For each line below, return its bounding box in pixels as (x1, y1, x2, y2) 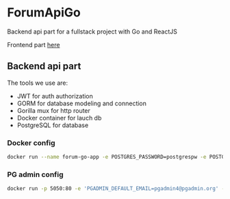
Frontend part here (7, 40, 60, 49)
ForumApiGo (7, 5, 81, 21)
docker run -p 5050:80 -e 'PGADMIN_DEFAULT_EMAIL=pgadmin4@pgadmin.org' (7, 185, 219, 192)
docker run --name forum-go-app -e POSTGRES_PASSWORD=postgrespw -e (7, 154, 207, 161)
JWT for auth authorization (16, 92, 94, 100)
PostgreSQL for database (16, 121, 89, 129)
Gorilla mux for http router (16, 106, 91, 114)
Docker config (7, 138, 56, 148)
